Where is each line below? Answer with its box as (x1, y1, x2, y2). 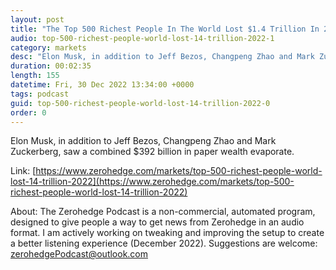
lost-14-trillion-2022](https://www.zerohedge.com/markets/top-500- (10, 176, 295, 188)
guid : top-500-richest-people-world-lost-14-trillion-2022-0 (10, 98, 271, 108)
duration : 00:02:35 (10, 61, 92, 71)
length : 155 (10, 71, 60, 81)
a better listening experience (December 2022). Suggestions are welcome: (10, 237, 318, 250)
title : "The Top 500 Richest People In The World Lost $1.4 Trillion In (10, 24, 320, 34)
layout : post (10, 14, 65, 25)
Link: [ (10, 165, 37, 177)
